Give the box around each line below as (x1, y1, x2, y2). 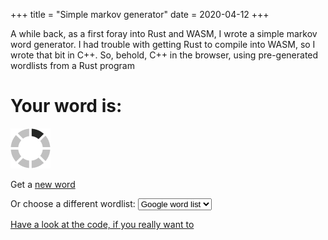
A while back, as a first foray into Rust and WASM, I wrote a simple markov (10, 28, 318, 39)
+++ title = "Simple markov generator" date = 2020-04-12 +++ (10, 9, 270, 20)
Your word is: (10, 95, 123, 118)
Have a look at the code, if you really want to (10, 218, 195, 230)
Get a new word (10, 178, 76, 190)
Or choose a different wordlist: (10, 197, 136, 209)
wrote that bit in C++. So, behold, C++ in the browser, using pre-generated (10, 49, 319, 61)
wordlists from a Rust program (10, 60, 135, 71)
